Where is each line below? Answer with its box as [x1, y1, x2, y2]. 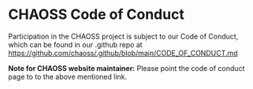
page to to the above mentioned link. [8, 72, 128, 81]
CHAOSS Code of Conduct [8, 6, 185, 24]
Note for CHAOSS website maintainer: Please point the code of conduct [8, 63, 245, 72]
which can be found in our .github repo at [8, 39, 143, 49]
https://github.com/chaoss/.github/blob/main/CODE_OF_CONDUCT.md [8, 48, 238, 57]
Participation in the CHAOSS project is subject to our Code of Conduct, [8, 32, 239, 41]
